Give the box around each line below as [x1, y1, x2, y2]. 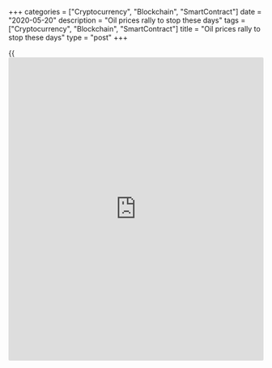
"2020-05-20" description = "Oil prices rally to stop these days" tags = [8, 15, 246, 25]
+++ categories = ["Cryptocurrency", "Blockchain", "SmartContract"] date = [8, 7, 262, 16]
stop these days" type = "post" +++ [8, 32, 128, 42]
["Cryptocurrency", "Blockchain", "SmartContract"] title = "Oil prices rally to [8, 24, 261, 33]
